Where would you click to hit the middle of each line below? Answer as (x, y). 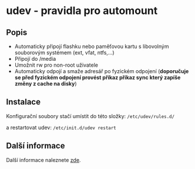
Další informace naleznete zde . (43, 160)
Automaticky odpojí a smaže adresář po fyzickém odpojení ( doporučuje (102, 71)
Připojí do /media (35, 59)
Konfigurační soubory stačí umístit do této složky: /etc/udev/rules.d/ (90, 116)
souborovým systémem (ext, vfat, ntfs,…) (64, 53)
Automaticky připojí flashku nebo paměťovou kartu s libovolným (92, 46)
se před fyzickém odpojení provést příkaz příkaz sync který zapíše (97, 77)
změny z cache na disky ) (46, 84)
